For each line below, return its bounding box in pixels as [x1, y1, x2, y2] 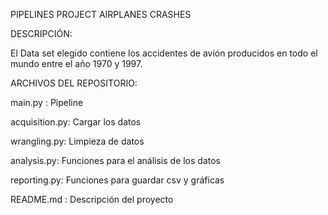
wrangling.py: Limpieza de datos [10, 135, 145, 147]
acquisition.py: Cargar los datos [10, 116, 142, 128]
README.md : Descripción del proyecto [10, 194, 174, 205]
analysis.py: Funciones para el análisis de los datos [10, 155, 222, 166]
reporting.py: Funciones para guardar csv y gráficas [10, 174, 225, 186]
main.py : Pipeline [10, 97, 84, 108]
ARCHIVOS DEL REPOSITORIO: [10, 77, 138, 89]
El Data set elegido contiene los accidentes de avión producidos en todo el [10, 47, 318, 59]
